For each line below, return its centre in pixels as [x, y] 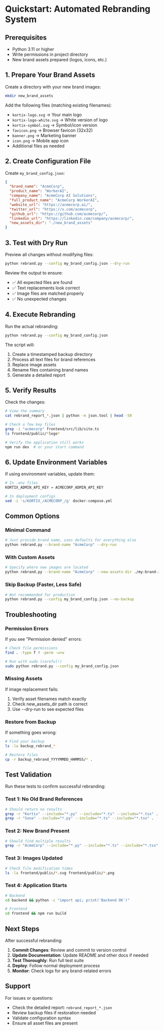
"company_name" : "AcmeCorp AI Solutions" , [53, 196]
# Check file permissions [31, 648]
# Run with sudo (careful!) [34, 661]
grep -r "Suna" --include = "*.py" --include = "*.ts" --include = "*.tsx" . [79, 819]
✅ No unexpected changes [39, 299]
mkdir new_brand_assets [29, 96]
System [21, 19]
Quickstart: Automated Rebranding [78, 9]
